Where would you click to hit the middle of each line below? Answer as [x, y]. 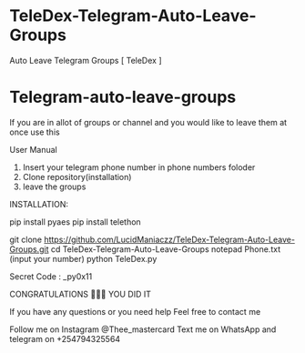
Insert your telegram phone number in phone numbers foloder [139, 167]
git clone [26, 239]
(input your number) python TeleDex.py [83, 258]
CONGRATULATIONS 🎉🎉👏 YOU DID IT [81, 294]
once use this [35, 132]
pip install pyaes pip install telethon [75, 222]
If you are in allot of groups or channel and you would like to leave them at [148, 122]
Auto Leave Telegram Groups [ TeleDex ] [86, 60]
